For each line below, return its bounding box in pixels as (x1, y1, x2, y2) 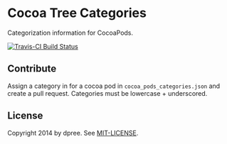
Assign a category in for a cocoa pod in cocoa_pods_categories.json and (7, 82, 221, 90)
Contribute (7, 62, 57, 75)
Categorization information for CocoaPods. (7, 28, 134, 37)
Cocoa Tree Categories (7, 5, 147, 21)
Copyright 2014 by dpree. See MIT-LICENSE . (7, 128, 139, 137)
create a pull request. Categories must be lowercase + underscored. (7, 89, 208, 97)
